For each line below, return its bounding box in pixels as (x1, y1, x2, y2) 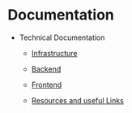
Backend (31, 63, 62, 74)
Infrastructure (31, 48, 78, 58)
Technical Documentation (19, 33, 105, 42)
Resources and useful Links (31, 95, 125, 105)
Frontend (31, 80, 62, 89)
